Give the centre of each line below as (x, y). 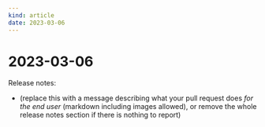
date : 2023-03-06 (37, 23)
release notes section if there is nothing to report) (100, 115)
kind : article (32, 15)
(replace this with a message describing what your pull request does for (136, 98)
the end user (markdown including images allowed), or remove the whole (138, 107)
